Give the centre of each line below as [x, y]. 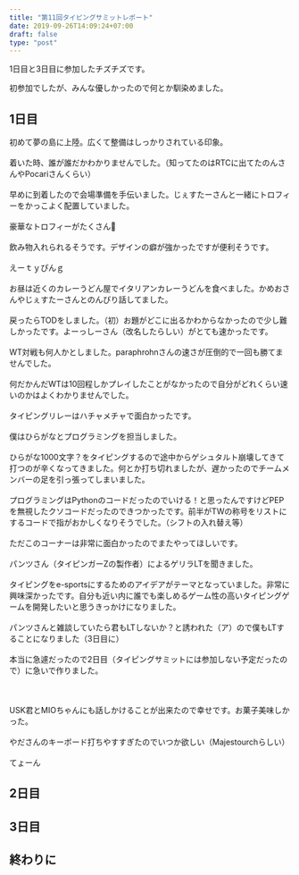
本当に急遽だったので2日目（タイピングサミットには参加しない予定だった [145, 660]
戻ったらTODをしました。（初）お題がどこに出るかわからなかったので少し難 [149, 320]
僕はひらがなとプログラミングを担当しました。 [95, 437]
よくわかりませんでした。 [87, 395]
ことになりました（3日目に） [70, 639]
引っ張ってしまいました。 [103, 480]
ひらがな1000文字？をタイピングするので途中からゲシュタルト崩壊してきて [147, 458]
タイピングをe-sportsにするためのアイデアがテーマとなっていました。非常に [149, 585]
